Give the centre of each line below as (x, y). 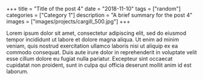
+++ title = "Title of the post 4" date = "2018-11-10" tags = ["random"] (94, 9)
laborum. (18, 71)
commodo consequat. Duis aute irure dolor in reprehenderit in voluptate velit (101, 52)
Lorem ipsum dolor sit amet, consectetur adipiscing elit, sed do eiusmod (96, 33)
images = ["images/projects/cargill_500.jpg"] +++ (68, 21)
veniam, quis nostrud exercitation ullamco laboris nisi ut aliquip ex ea (92, 46)
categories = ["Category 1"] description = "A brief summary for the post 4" (99, 15)
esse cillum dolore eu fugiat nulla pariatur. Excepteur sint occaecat (89, 59)
